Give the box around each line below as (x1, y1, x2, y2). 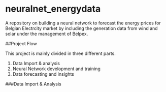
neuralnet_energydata (5, 3, 101, 15)
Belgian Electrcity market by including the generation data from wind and (5, 25, 158, 31)
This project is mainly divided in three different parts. (5, 50, 116, 56)
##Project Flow (5, 40, 37, 46)
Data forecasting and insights (12, 71, 75, 77)
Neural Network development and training (12, 66, 101, 72)
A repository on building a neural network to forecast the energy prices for (5, 20, 161, 26)
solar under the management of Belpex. (5, 30, 88, 37)
